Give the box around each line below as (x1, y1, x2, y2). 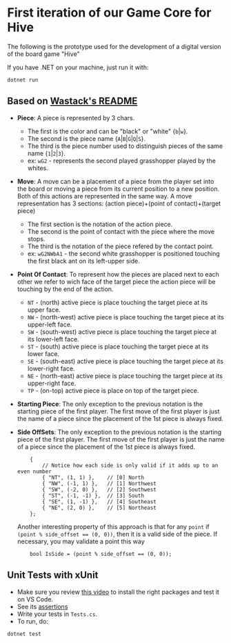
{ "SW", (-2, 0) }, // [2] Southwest (42, 486, 157, 493)
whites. (27, 164, 48, 172)
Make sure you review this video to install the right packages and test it (17, 588, 219, 596)
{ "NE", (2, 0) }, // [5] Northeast (42, 504, 157, 511)
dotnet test (7, 631, 41, 637)
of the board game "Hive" (7, 50, 81, 58)
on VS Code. (17, 595, 54, 603)
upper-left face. (27, 320, 72, 328)
